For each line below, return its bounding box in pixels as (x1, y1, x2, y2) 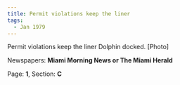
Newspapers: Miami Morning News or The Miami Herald (7, 56, 174, 65)
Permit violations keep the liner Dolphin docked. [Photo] (7, 43, 169, 51)
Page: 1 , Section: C (7, 70, 62, 78)
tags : (7, 17, 23, 24)
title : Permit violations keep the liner (7, 10, 131, 18)
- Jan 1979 (13, 23, 46, 30)
